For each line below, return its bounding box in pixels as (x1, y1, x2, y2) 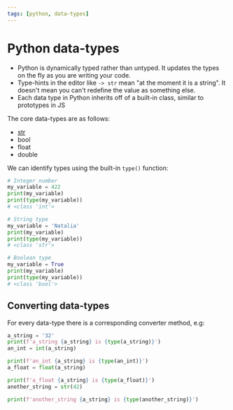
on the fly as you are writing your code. (17, 71, 131, 79)
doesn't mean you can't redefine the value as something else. (17, 85, 196, 94)
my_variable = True (7, 261, 64, 268)
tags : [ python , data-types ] (7, 10, 90, 17)
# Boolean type (7, 255, 52, 262)
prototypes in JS (17, 101, 65, 109)
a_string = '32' (7, 332, 55, 339)
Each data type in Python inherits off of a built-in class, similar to (17, 93, 204, 101)
